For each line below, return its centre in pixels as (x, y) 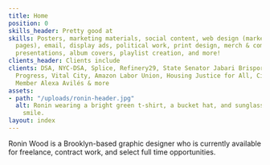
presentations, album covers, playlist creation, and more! (118, 53)
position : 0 (28, 23)
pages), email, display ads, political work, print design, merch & (133, 46)
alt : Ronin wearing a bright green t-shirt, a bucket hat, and (123, 105)
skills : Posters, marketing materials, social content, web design (124, 38)
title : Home (28, 16)
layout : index (32, 121)
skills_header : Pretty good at (61, 31)
